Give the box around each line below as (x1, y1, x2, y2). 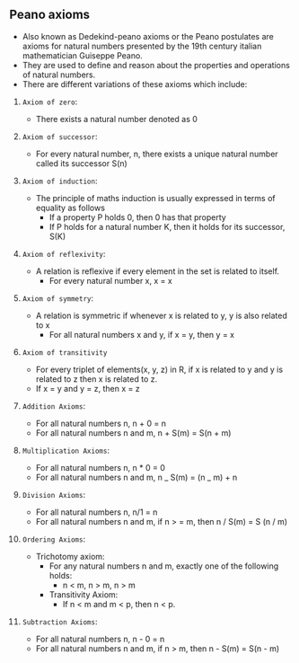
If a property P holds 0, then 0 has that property (48, 211, 226, 223)
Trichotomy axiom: (35, 551, 105, 561)
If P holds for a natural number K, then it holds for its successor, (48, 221, 286, 232)
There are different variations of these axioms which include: (22, 78, 248, 89)
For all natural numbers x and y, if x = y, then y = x (48, 329, 235, 340)
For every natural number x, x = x (48, 275, 172, 286)
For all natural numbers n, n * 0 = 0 (35, 462, 166, 473)
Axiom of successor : (22, 130, 98, 142)
